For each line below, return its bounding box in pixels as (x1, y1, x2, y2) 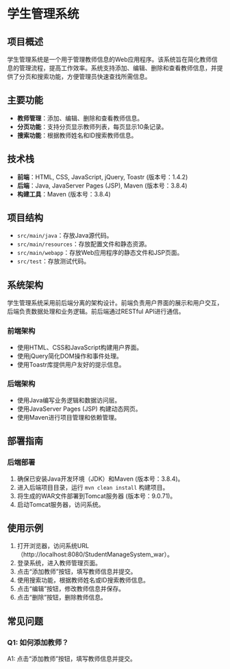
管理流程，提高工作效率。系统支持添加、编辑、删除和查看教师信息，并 (18, 64, 217, 72)
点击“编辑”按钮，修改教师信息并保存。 (16, 585, 125, 593)
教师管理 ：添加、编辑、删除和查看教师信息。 (16, 114, 144, 122)
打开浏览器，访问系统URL (16, 542, 90, 550)
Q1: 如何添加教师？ (7, 637, 69, 647)
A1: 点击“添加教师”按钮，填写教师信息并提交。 (7, 655, 137, 663)
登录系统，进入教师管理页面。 (16, 559, 101, 567)
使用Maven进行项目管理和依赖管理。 (16, 413, 121, 421)
